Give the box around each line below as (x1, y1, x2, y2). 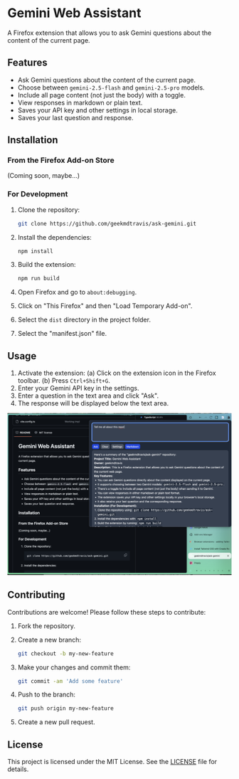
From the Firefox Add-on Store (7, 155, 115, 165)
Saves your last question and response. (17, 113, 134, 122)
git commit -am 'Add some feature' (17, 677, 124, 684)
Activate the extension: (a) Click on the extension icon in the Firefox (17, 369, 216, 378)
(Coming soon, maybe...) (7, 171, 80, 180)
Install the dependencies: (17, 233, 92, 241)
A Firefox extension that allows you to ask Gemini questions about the (7, 28, 212, 37)
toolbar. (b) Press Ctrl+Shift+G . (17, 376, 110, 385)
